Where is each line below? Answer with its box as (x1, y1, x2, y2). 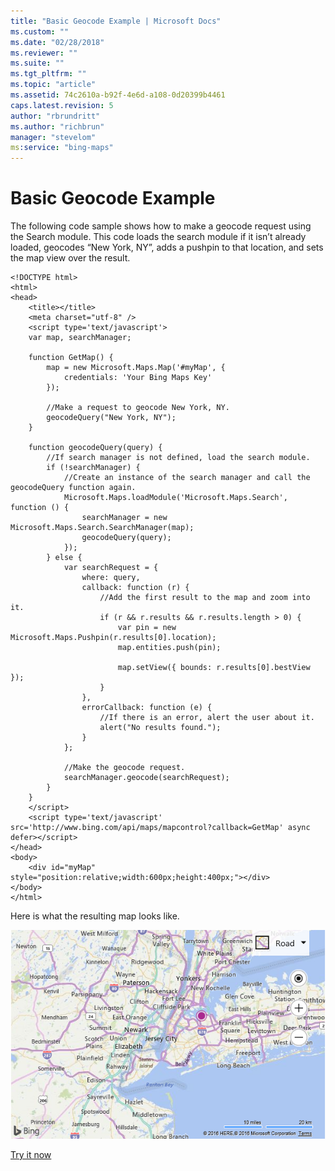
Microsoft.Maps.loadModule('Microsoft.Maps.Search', (63, 493, 288, 503)
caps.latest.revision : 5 (10, 100, 114, 110)
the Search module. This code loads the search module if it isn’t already (10, 231, 307, 243)
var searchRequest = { (63, 563, 159, 573)
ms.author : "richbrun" (10, 121, 105, 132)
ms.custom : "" (10, 26, 70, 37)
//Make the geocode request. (63, 763, 186, 773)
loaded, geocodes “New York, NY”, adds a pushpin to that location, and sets (10, 241, 324, 254)
